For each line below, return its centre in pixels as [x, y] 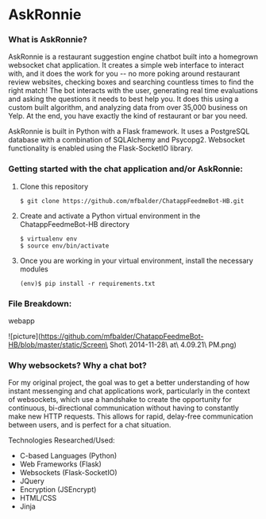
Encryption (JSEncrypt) [58, 490]
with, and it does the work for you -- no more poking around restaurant [124, 74]
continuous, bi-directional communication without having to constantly [124, 408]
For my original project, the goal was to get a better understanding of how [129, 383]
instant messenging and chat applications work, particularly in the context [129, 391]
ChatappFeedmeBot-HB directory [75, 224]
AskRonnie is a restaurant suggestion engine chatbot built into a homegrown [133, 57]
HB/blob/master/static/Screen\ [58, 345]
